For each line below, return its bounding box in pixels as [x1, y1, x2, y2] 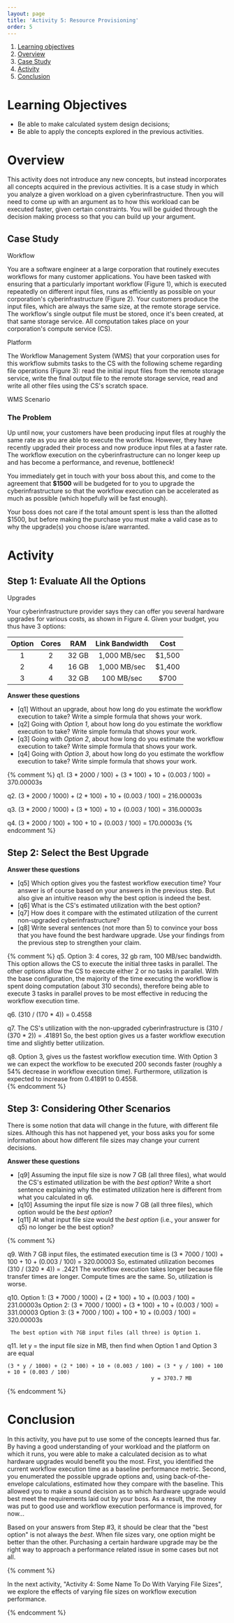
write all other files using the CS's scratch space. [7, 381, 149, 390]
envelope [7, 1479, 34, 1488]
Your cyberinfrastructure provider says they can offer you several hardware [7, 607, 225, 616]
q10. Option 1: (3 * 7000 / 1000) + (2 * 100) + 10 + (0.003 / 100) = [7, 1293, 196, 1301]
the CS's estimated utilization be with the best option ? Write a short [17, 1178, 212, 1186]
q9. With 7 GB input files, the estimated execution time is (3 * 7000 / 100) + [7, 1249, 224, 1258]
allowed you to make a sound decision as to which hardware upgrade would [7, 1487, 226, 1495]
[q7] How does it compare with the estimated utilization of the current [17, 909, 218, 917]
